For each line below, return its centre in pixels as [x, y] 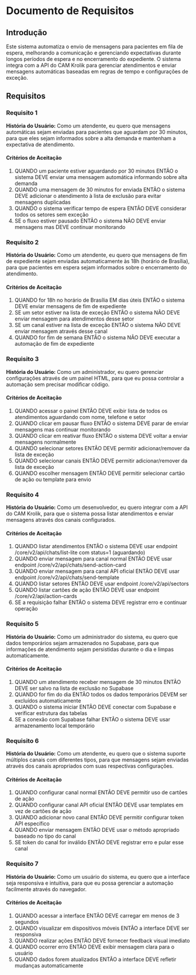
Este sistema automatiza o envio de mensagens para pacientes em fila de [94, 46]
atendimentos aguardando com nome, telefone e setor [80, 417]
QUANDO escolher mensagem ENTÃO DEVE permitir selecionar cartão [100, 473]
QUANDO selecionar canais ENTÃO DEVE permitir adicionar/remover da [101, 460]
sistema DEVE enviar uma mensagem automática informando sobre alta [101, 177]
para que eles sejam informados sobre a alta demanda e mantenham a [91, 138]
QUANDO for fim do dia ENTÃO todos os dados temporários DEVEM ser [101, 694]
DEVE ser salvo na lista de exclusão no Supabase [74, 688]
